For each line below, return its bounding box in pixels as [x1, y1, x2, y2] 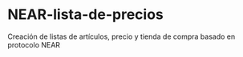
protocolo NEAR [7, 40, 61, 49]
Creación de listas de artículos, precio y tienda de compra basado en [7, 32, 236, 41]
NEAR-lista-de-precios [7, 6, 164, 24]
